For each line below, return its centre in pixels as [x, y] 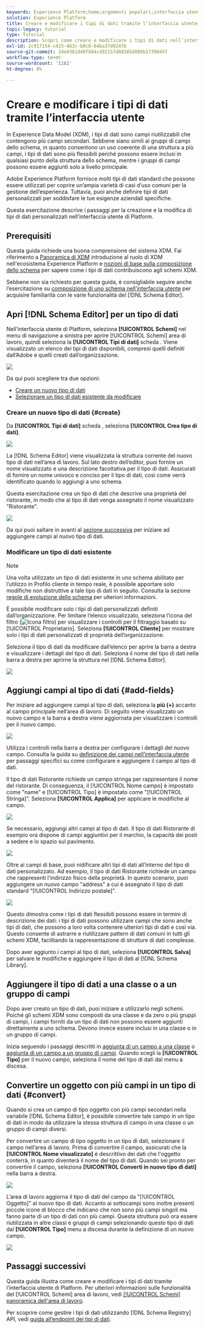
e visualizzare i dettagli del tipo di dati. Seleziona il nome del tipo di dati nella [103, 653]
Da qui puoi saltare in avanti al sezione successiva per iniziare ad [88, 530]
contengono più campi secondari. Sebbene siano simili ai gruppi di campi [99, 141]
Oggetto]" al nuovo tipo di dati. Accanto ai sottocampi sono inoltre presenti [100, 1203]
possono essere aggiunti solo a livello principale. [68, 167]
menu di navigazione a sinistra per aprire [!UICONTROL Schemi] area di [96, 335]
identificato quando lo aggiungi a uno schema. [65, 482]
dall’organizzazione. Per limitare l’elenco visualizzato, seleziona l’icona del [99, 615]
